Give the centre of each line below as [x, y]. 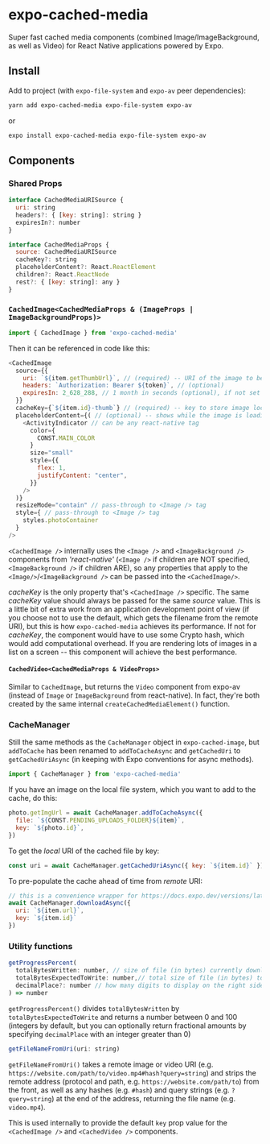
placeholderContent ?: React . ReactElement [86, 267]
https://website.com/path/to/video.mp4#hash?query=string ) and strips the [133, 1072]
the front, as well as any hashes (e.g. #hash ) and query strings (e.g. [119, 1090]
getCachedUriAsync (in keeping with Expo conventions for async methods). [131, 760]
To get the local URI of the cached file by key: [84, 851]
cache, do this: [33, 798]
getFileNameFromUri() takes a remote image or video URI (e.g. [111, 1064]
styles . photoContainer [61, 520]
